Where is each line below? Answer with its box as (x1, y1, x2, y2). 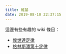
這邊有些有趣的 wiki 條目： (5, 26, 60, 32)
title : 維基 (5, 7, 28, 12)
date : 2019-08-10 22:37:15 (5, 12, 61, 17)
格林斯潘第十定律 (12, 43, 48, 49)
